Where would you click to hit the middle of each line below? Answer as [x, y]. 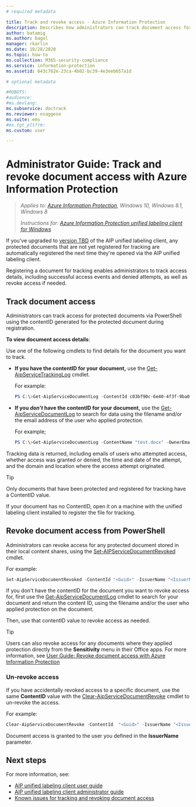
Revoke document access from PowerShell [85, 531]
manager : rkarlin [27, 44]
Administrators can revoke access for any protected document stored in [92, 545]
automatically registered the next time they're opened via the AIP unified [93, 253]
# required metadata [31, 11]
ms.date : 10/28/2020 [31, 49]
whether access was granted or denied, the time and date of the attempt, [94, 460]
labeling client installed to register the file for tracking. [71, 512]
